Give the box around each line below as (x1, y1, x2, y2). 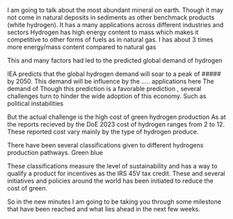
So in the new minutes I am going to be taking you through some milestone (7, 197, 221, 206)
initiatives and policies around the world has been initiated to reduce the (7, 177, 214, 185)
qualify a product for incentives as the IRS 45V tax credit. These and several (7, 170, 225, 177)
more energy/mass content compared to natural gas (7, 43, 156, 51)
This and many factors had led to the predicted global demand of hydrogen (7, 56, 223, 65)
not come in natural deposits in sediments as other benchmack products (7, 13, 215, 22)
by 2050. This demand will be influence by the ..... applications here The (7, 77, 214, 86)
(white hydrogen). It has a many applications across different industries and (7, 21, 224, 29)
